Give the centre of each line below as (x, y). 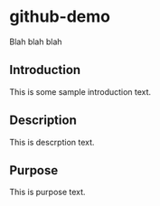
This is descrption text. (52, 142)
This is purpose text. (47, 192)
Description (43, 121)
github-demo (60, 17)
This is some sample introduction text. (80, 91)
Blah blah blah (36, 42)
